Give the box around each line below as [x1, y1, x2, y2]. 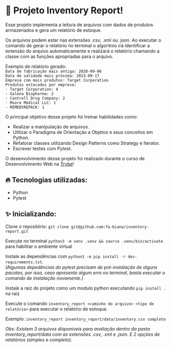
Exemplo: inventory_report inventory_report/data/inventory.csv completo [5, 316, 166, 322]
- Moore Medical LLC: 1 [5, 100, 56, 105]
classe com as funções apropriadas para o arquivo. [5, 53, 114, 60]
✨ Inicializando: [5, 210, 56, 219]
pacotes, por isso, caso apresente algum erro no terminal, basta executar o [5, 269, 165, 276]
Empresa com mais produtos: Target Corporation [5, 78, 109, 83]
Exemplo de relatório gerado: [5, 63, 67, 69]
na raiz [5, 290, 20, 297]
